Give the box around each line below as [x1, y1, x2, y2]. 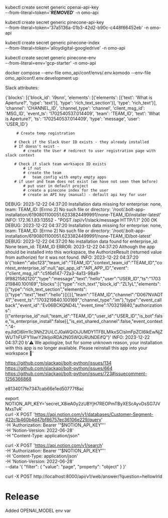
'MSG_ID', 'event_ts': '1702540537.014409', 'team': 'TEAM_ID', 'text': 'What [5, 110, 160, 116]
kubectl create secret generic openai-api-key [5, 5, 99, 10]
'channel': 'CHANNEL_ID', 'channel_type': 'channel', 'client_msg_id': [5, 105, 145, 111]
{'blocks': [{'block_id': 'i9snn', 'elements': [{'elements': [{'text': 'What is [5, 95, 152, 100]
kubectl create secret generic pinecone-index [5, 40, 100, 46]
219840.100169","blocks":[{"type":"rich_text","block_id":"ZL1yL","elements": [5, 281, 161, 287]
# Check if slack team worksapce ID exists [14, 161, 107, 166]
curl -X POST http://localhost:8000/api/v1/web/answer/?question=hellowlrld [5, 473, 162, 479]
